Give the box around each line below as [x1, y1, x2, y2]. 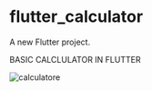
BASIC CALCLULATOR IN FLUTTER [9, 54, 141, 65]
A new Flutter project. [9, 36, 91, 47]
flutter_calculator [9, 6, 144, 27]
